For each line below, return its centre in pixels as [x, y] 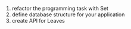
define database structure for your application [68, 14]
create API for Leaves [38, 21]
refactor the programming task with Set [60, 8]
